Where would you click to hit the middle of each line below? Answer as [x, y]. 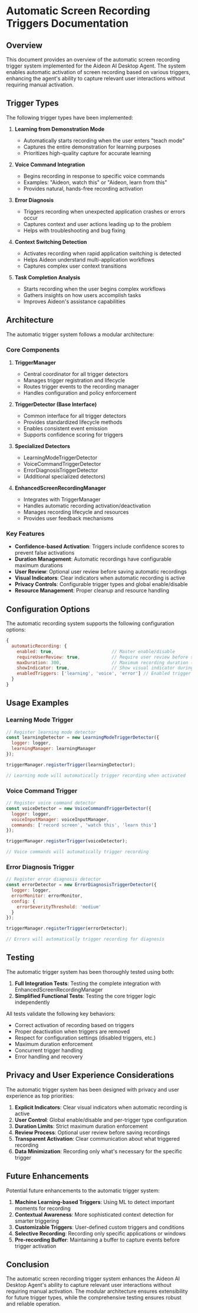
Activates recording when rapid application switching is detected [102, 253]
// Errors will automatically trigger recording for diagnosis [85, 939]
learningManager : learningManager [54, 749]
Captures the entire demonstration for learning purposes [92, 147]
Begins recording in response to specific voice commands [94, 176]
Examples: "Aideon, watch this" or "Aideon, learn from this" [95, 182]
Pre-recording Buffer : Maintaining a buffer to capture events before [97, 1240]
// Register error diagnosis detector [54, 879]
